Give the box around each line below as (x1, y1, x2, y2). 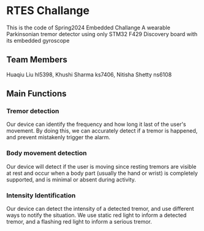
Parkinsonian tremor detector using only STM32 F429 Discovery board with (6, 30, 198, 37)
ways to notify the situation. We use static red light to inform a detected (6, 211, 187, 219)
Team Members (6, 54, 67, 65)
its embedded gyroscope (6, 37, 70, 44)
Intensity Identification (6, 191, 76, 199)
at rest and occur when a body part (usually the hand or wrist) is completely (6, 169, 198, 177)
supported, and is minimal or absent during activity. (6, 175, 137, 183)
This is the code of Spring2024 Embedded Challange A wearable (6, 24, 170, 31)
